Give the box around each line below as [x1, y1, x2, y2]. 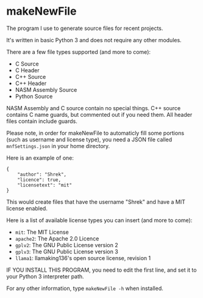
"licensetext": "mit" [17, 182, 72, 188]
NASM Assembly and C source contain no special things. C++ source [6, 104, 181, 111]
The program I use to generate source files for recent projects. [6, 24, 163, 32]
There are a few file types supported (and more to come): [6, 48, 151, 56]
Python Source [15, 92, 53, 100]
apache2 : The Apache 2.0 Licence [15, 234, 99, 242]
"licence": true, [17, 176, 62, 183]
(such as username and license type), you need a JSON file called [6, 136, 173, 143]
